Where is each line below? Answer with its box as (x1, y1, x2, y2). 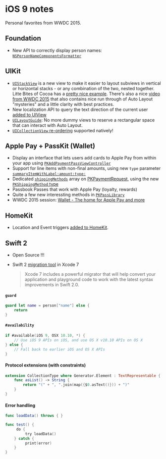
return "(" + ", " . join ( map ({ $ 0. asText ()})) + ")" (23, 382, 130, 387)
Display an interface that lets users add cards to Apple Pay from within (12, 155, 157, 161)
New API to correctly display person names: (12, 47, 103, 53)
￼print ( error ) (23, 441, 52, 446)
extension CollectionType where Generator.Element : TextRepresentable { (5, 373, 161, 378)
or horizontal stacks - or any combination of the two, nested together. (12, 85, 155, 91)
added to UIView (12, 111, 47, 117)
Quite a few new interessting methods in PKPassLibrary (12, 192, 125, 198)
